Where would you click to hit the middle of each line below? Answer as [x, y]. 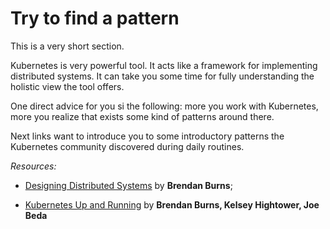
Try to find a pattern [95, 18]
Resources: [33, 166]
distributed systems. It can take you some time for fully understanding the [162, 76]
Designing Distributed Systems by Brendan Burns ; [128, 185]
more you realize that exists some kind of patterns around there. [142, 116]
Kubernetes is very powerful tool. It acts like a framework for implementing [164, 65]
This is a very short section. [67, 46]
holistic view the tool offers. [67, 86]
